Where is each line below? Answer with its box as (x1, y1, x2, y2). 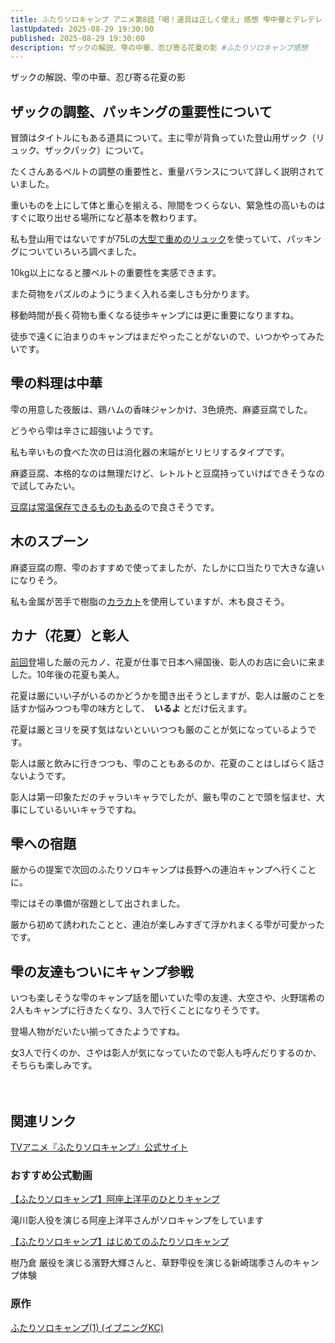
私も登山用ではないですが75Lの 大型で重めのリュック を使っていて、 (10, 233, 287, 245)
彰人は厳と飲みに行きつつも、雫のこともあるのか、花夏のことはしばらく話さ (10, 757, 326, 769)
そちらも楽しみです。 (10, 1059, 98, 1071)
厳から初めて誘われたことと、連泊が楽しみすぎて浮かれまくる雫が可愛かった (10, 919, 325, 931)
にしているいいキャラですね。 (18, 803, 142, 815)
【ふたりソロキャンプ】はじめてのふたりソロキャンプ (10, 1236, 230, 1248)
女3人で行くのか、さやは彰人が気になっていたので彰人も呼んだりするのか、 (10, 1047, 322, 1059)
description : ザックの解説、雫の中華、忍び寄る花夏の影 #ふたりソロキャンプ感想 (10, 42, 308, 53)
